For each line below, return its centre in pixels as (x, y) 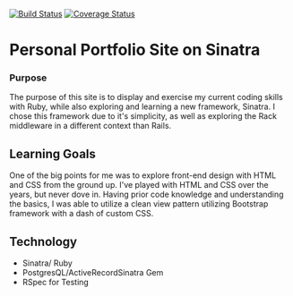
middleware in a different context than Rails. (90, 126)
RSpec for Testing (56, 283)
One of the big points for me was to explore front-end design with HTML (143, 175)
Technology (43, 241)
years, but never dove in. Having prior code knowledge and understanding (146, 195)
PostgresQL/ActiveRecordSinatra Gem (93, 273)
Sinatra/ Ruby (47, 263)
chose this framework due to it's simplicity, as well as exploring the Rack (143, 116)
